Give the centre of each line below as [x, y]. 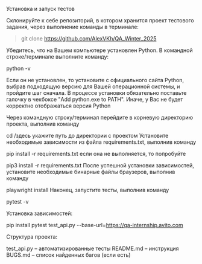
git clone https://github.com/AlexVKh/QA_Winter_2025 [89, 38]
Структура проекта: [32, 237]
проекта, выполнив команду [43, 124]
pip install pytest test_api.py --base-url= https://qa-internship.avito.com [95, 225]
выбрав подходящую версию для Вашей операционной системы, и [93, 86]
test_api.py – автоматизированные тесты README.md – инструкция [93, 248]
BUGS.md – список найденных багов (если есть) [68, 255]
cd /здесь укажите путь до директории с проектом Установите [87, 136]
